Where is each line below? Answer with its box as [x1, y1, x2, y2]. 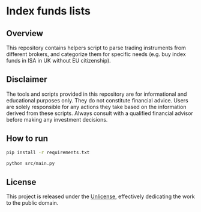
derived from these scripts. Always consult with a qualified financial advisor [6, 110, 194, 117]
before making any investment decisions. [6, 116, 108, 123]
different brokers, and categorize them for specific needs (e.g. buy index [6, 51, 186, 58]
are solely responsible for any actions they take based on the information [6, 103, 187, 110]
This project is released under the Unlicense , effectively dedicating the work [6, 193, 195, 200]
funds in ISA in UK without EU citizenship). [6, 57, 111, 64]
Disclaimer [6, 74, 47, 85]
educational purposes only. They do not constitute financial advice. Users [6, 96, 188, 104]
